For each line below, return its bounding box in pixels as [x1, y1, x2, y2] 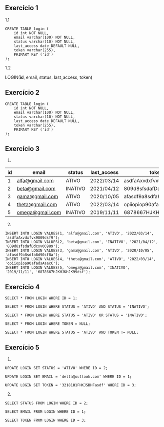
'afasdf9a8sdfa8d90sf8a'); [5, 253, 60, 257]
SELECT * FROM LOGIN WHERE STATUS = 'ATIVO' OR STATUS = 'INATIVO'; [5, 313, 147, 318]
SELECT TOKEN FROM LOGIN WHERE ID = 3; [5, 418, 86, 423]
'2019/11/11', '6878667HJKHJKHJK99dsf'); [5, 270, 91, 275]
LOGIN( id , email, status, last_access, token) [5, 74, 93, 80]
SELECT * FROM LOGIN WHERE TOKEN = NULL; [5, 321, 91, 326]
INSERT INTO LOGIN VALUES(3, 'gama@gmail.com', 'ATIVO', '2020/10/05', [5, 248, 154, 253]
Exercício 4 [5, 283, 40, 291]
